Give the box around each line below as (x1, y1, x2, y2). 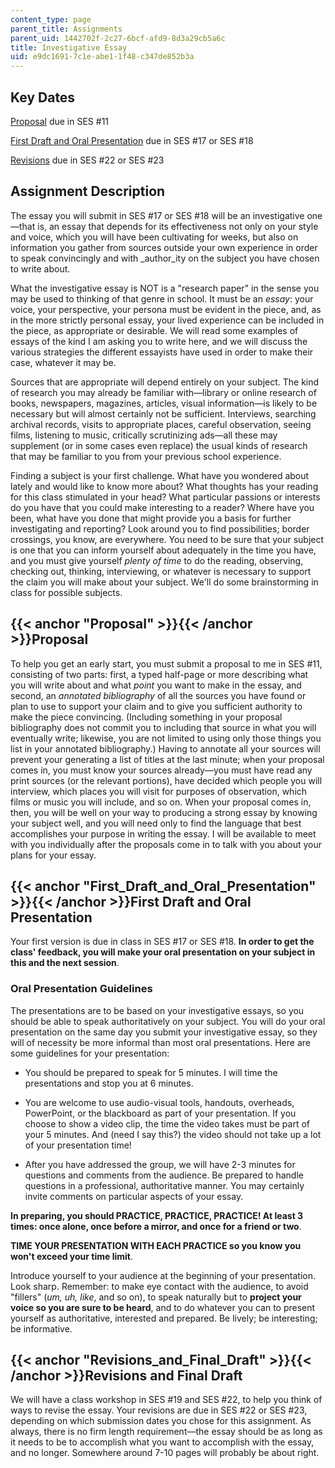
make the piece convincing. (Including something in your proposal (10, 711, 283, 723)
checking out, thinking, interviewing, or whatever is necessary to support (10, 565, 312, 577)
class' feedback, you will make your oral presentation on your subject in (10, 946, 316, 958)
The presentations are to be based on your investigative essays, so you (10, 1004, 305, 1016)
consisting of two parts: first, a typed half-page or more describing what (10, 668, 309, 680)
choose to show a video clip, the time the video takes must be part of (24, 1117, 310, 1130)
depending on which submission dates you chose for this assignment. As (10, 1415, 312, 1427)
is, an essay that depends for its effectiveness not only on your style (37, 220, 319, 232)
